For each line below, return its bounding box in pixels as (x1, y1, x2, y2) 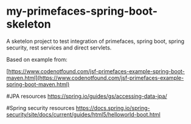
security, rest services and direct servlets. (6, 44, 112, 51)
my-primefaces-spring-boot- (6, 4, 158, 18)
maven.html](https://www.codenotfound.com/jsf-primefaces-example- (6, 74, 184, 81)
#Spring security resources (6, 104, 75, 111)
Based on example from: (6, 56, 68, 63)
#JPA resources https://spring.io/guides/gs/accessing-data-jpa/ (6, 92, 167, 100)
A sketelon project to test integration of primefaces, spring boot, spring (6, 37, 184, 45)
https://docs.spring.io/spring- (75, 104, 150, 111)
